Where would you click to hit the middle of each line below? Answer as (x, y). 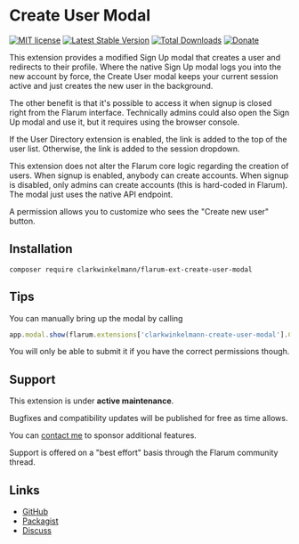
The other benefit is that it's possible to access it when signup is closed (141, 102)
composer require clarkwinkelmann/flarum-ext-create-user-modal (131, 269)
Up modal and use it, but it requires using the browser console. (125, 122)
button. (22, 221)
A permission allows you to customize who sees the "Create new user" (139, 211)
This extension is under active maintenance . (92, 401)
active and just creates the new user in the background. (111, 85)
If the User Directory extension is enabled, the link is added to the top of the (148, 139)
